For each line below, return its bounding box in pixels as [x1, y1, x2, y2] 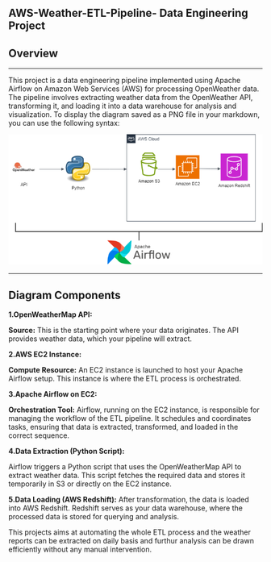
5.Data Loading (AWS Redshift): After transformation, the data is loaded [8, 495, 250, 505]
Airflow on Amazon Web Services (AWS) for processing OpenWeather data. [8, 84, 260, 94]
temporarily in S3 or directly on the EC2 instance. [8, 479, 172, 489]
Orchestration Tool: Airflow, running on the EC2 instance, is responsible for [8, 405, 260, 414]
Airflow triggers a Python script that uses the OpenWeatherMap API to [8, 462, 242, 472]
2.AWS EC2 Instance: [8, 350, 82, 360]
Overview [8, 46, 59, 60]
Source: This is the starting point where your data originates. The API [8, 326, 240, 335]
